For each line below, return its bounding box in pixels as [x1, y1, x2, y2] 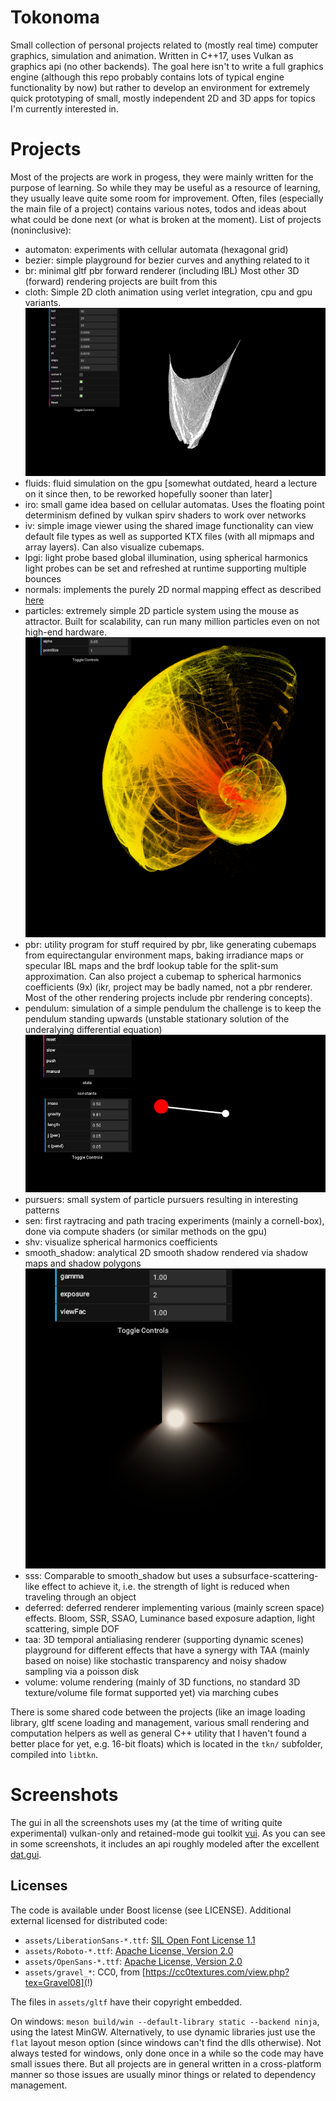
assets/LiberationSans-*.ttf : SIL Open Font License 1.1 [24, 1934, 256, 1946]
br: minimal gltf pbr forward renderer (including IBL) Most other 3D [24, 264, 300, 276]
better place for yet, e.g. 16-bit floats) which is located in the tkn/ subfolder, [10, 1737, 323, 1750]
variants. [24, 296, 62, 308]
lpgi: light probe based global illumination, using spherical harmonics [24, 552, 309, 564]
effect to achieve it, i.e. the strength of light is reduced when [41, 1580, 290, 1592]
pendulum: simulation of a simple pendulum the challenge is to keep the [24, 1002, 322, 1015]
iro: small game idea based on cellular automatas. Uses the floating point [24, 499, 325, 511]
